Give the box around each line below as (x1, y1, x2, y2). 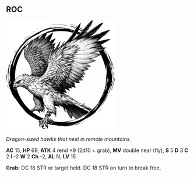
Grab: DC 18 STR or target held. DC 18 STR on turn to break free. (6, 164, 161, 171)
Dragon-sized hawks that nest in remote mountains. (6, 135, 132, 142)
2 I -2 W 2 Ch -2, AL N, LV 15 (6, 153, 76, 160)
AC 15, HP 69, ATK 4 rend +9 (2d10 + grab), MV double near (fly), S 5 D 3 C (6, 147, 189, 154)
